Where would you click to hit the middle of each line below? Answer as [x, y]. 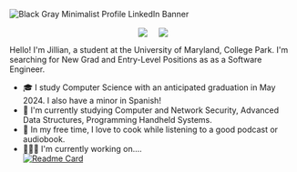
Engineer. [27, 69]
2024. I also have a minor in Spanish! [92, 101]
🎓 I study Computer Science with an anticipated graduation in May [149, 87]
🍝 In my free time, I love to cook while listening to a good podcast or [150, 130]
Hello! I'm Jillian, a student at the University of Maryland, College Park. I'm [149, 50]
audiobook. [44, 139]
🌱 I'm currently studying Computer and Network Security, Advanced [151, 110]
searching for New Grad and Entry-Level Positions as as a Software [136, 60]
